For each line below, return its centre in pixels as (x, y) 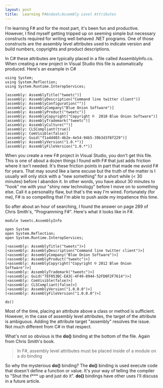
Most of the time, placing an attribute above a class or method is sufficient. (80, 311)
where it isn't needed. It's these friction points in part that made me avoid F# (82, 166)
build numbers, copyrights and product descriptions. (58, 49)
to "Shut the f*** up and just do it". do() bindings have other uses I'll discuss (81, 376)
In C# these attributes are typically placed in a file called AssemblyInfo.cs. (79, 58)
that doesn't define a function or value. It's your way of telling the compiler (80, 370)
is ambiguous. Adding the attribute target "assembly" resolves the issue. (78, 321)
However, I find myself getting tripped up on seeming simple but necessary (80, 33)
